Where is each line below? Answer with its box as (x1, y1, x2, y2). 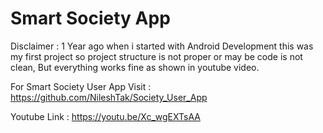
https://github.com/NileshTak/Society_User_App (10, 91, 208, 103)
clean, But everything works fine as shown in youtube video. (10, 61, 260, 73)
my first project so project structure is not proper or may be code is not (10, 50, 303, 62)
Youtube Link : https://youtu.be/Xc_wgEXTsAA (10, 110, 201, 122)
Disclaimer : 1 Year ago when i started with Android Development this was (10, 40, 314, 52)
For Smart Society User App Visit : (10, 80, 152, 92)
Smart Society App (10, 7, 171, 30)
